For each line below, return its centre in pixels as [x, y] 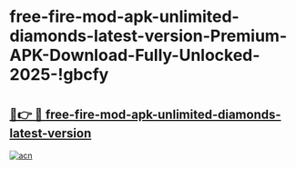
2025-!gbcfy [59, 75]
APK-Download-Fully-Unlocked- [135, 55]
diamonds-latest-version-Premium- [148, 36]
